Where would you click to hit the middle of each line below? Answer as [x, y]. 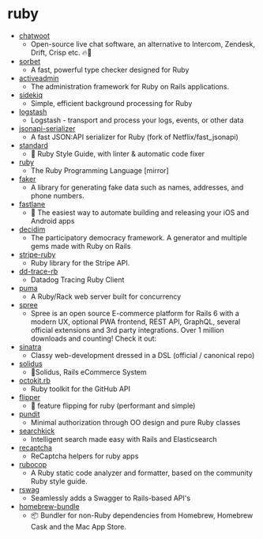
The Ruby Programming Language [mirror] [100, 170]
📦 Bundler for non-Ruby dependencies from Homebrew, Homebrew [142, 515]
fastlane [32, 204]
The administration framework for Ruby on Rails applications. [130, 86]
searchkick [37, 431]
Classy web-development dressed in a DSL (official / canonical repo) [143, 355]
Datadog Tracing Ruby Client [77, 279]
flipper [30, 397]
